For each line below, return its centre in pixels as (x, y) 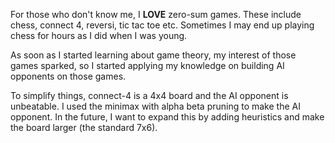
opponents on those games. (68, 76)
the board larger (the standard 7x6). (84, 127)
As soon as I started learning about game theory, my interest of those (153, 55)
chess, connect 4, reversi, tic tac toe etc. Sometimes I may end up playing (162, 25)
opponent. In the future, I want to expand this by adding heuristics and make (167, 117)
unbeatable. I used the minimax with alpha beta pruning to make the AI (155, 106)
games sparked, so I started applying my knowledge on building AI (147, 65)
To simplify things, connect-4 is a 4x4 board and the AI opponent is (149, 95)
